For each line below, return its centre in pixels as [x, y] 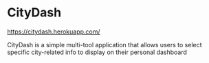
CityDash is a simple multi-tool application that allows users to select [104, 45]
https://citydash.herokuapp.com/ [54, 32]
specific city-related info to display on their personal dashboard [97, 52]
